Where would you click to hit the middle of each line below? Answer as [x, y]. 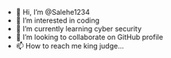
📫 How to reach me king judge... [70, 46]
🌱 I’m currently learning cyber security [78, 29]
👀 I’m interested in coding [58, 20]
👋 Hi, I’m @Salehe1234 [52, 12]
